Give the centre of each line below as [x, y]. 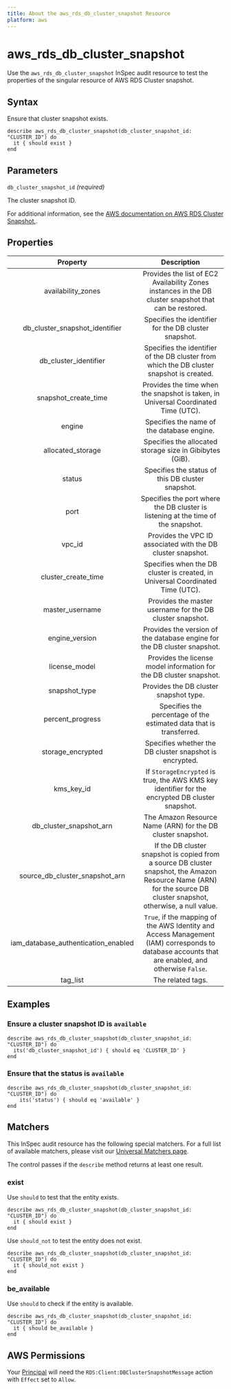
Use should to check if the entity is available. [70, 1304]
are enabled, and [181, 960]
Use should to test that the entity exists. [63, 1197]
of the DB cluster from [180, 356]
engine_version [72, 638]
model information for [180, 666]
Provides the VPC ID [180, 535]
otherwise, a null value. [180, 905]
